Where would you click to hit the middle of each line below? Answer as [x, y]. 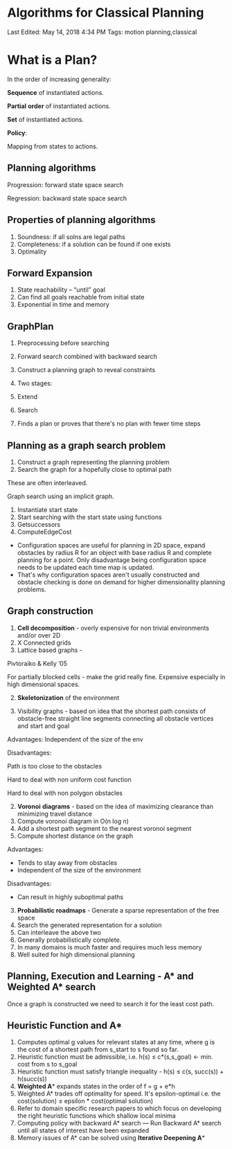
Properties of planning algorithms [81, 220]
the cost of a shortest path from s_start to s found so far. [98, 1050]
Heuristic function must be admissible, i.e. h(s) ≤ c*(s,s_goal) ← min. [115, 1057]
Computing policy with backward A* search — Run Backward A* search [119, 1123]
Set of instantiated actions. [46, 119]
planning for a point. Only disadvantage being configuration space [111, 560]
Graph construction [50, 611]
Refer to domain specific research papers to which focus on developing [119, 1108]
